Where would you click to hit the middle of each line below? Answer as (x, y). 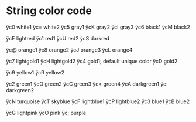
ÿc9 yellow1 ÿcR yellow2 (35, 72)
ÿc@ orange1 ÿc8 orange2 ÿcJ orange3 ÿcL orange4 (69, 50)
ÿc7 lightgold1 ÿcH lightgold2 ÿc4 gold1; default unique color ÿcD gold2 (92, 61)
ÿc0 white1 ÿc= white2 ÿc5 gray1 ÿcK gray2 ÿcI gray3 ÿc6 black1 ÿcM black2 (98, 27)
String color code (49, 11)
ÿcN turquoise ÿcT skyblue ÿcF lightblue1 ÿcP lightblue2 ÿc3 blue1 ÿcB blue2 (98, 101)
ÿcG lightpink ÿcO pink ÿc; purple (46, 113)
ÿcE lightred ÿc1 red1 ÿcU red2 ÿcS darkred (58, 38)
